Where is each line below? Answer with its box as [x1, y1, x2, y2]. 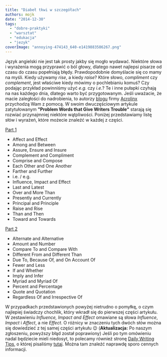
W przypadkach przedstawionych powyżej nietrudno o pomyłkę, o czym [5, 303, 154, 309]
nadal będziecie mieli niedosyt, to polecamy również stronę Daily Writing [5, 335, 155, 341]
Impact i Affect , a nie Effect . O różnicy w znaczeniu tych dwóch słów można [5, 319, 162, 325]
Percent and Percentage [12, 283, 63, 289]
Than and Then [12, 211, 44, 217]
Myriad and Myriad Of [12, 278, 58, 284]
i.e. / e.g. [12, 173, 31, 179]
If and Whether [12, 267, 43, 273]
